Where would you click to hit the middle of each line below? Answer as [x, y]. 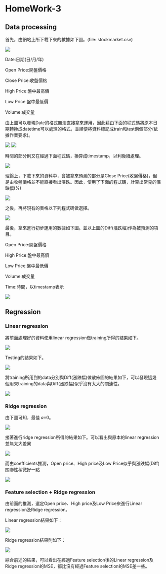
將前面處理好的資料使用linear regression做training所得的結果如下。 [73, 338]
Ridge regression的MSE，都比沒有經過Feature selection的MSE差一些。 [77, 566]
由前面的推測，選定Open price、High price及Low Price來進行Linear [74, 503]
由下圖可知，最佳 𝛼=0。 [29, 417]
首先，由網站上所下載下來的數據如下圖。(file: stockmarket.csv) [69, 39]
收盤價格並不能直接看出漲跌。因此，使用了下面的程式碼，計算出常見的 [85, 182]
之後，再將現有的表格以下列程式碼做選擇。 [48, 208]
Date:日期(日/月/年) [24, 59]
